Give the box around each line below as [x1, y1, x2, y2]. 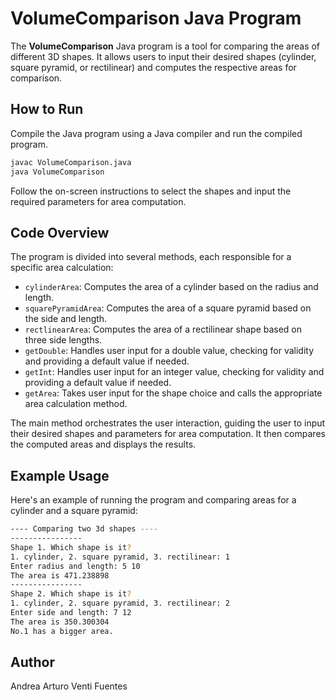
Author [10, 654, 55, 671]
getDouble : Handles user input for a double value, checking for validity [24, 345, 315, 357]
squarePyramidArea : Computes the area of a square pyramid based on [24, 302, 312, 314]
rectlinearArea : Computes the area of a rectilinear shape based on [24, 323, 303, 336]
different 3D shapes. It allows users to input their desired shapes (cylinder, [10, 50, 317, 62]
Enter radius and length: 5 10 [10, 561, 141, 571]
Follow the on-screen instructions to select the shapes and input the [10, 185, 292, 197]
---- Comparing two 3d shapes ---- [10, 524, 159, 534]
